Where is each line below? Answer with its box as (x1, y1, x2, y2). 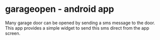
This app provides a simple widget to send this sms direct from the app (5, 25, 149, 31)
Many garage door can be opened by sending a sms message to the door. (5, 20, 155, 26)
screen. (5, 30, 21, 36)
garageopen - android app (5, 3, 114, 15)
